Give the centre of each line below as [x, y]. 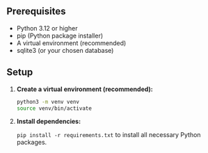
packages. [32, 143]
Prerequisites [36, 11]
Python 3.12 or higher [47, 28]
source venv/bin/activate [54, 108]
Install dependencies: [49, 122]
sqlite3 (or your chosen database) [65, 50]
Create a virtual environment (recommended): [85, 89]
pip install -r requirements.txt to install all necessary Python [109, 135]
